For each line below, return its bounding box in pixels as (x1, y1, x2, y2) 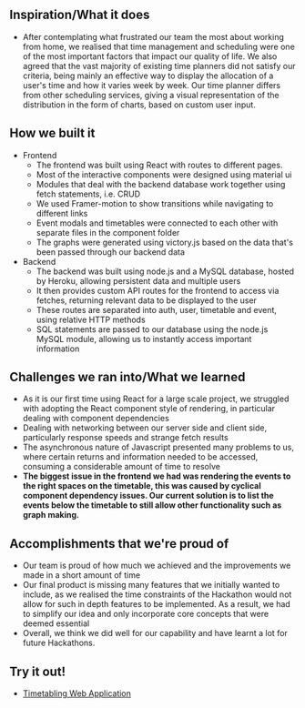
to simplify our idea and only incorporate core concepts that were (22, 609, 269, 620)
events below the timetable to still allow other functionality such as (22, 500, 282, 511)
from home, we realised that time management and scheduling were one (22, 41, 296, 52)
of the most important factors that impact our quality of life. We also (22, 50, 278, 62)
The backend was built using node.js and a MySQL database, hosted (36, 266, 294, 277)
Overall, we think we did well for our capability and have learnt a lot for (22, 628, 289, 639)
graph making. (22, 510, 80, 521)
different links (36, 207, 88, 218)
